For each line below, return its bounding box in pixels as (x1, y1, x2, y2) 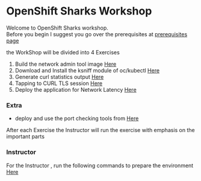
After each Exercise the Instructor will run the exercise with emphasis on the (6, 127, 195, 134)
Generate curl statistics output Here (14, 73, 104, 80)
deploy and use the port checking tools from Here (14, 115, 139, 122)
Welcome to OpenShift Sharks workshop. (6, 24, 108, 31)
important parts (6, 133, 45, 140)
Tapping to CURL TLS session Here (14, 80, 103, 87)
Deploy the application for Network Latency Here (14, 86, 137, 93)
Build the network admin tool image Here (14, 60, 117, 68)
